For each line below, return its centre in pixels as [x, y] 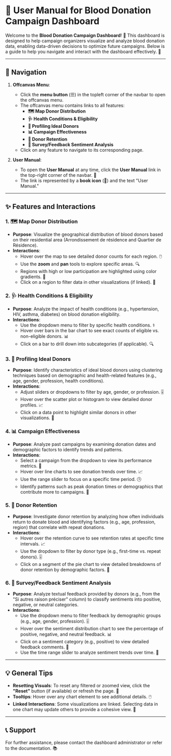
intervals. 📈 [33, 544]
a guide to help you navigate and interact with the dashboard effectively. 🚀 [83, 51]
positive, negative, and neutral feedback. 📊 [66, 634]
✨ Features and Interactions [50, 207]
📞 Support [21, 730]
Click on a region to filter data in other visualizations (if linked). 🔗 [88, 282]
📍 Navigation [26, 73]
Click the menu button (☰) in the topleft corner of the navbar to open [93, 94]
